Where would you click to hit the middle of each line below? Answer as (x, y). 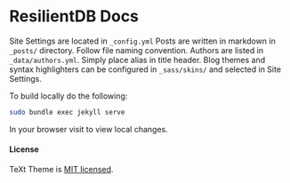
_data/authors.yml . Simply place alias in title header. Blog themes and (137, 60)
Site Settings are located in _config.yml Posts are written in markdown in (142, 41)
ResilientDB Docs (74, 16)
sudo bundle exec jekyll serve (67, 112)
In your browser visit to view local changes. (89, 129)
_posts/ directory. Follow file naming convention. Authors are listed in (137, 50)
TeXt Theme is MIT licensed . (61, 170)
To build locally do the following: (68, 96)
